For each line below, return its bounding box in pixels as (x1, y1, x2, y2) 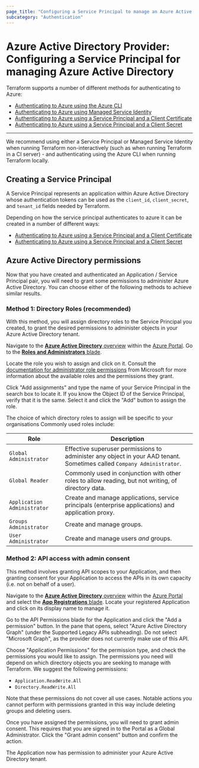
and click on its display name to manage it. (6, 604, 110, 612)
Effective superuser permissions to (65, 445, 162, 453)
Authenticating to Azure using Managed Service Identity (14, 108, 152, 116)
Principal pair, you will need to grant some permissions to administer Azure (6, 277, 189, 284)
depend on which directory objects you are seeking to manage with (6, 659, 171, 666)
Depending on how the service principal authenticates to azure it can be (6, 214, 182, 221)
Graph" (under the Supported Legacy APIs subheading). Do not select (6, 629, 177, 636)
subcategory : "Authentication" (6, 14, 84, 20)
